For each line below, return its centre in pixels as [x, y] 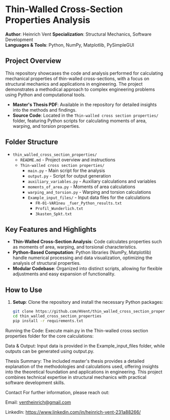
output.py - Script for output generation [69, 176]
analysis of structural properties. [47, 263]
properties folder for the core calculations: [49, 336]
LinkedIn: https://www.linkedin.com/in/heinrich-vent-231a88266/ [73, 412]
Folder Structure [32, 142]
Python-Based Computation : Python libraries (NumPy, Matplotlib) [82, 253]
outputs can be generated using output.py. [50, 351]
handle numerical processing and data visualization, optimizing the [82, 258]
